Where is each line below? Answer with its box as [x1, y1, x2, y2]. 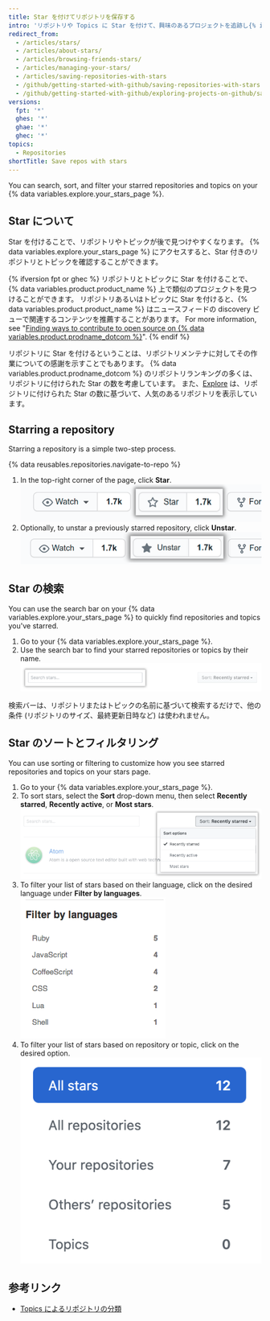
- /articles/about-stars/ [15, 47, 103, 56]
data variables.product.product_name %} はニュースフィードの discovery [8, 304, 252, 314]
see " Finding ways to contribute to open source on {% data [8, 323, 205, 333]
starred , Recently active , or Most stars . [19, 799, 154, 809]
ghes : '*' [15, 115, 48, 123]
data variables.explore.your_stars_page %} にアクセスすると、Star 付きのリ [8, 247, 259, 257]
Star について [8, 214, 75, 228]
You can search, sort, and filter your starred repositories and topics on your [8, 180, 259, 190]
